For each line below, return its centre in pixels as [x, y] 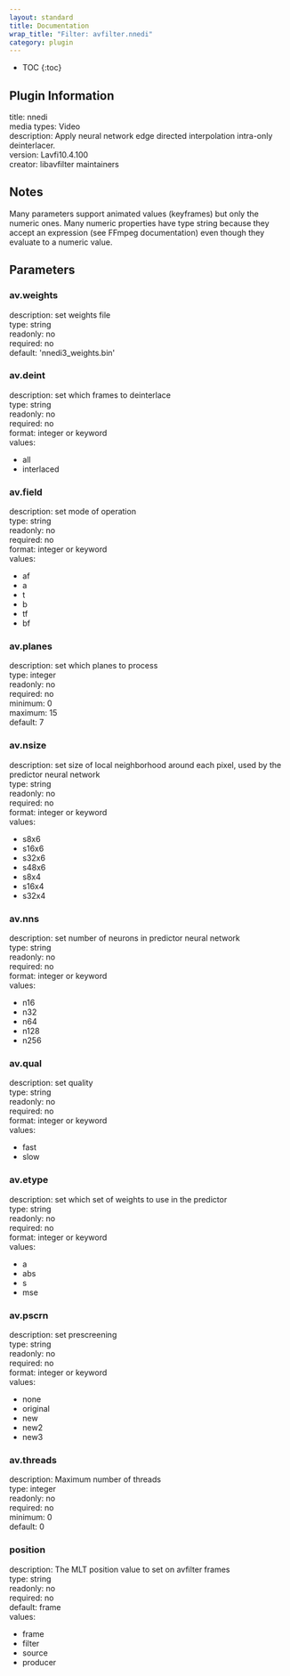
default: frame [35, 1607]
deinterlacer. [32, 146]
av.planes [31, 646]
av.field [26, 492]
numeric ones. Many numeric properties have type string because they [139, 223]
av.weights [34, 296]
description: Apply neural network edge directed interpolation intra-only [141, 136]
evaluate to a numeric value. [61, 242]
